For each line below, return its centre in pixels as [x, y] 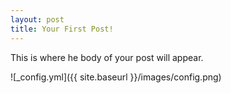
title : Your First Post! [62, 29]
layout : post [37, 19]
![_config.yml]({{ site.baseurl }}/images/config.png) [116, 77]
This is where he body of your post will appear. [107, 57]
